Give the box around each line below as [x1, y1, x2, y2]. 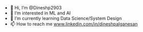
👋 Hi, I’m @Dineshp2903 [10, 5, 62, 10]
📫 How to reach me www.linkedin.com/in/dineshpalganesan [10, 21, 138, 27]
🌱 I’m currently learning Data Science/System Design [10, 15, 122, 21]
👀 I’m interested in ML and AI [10, 10, 71, 16]
